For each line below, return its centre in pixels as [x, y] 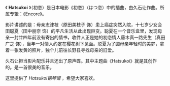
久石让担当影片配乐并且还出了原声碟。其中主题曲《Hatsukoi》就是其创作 [81, 61]
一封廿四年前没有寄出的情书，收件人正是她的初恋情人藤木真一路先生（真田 [87, 37]
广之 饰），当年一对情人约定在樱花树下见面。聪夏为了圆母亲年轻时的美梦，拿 [85, 44]
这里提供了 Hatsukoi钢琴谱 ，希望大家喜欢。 [52, 78]
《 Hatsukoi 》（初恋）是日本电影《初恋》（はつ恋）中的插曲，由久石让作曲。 [83, 7]
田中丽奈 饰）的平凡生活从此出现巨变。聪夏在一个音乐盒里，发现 [90, 31]
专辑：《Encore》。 [28, 14]
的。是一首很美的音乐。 [30, 67]
